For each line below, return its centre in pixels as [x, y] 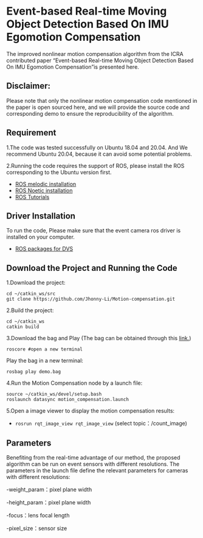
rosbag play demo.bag [34, 372]
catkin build [23, 327]
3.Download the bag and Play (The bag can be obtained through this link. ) [99, 338]
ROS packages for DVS [44, 249]
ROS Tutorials [32, 197]
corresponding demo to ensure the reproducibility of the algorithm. [90, 113]
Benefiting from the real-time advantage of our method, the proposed [93, 457]
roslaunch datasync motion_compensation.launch [68, 400]
